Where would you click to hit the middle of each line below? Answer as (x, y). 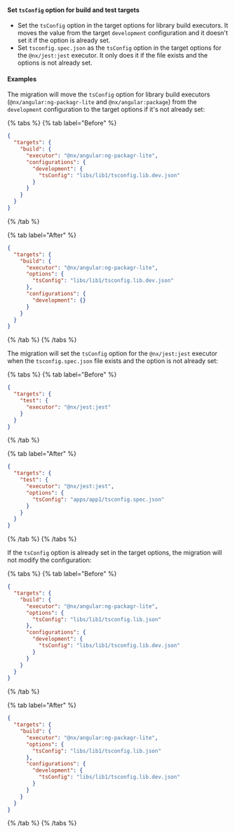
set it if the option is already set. (64, 40)
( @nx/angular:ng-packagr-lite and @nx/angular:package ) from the (102, 102)
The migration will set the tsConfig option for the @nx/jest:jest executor (112, 354)
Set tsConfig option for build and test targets (73, 10)
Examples (22, 79)
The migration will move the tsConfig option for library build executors (109, 94)
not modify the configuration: (49, 560)
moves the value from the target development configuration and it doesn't (122, 33)
